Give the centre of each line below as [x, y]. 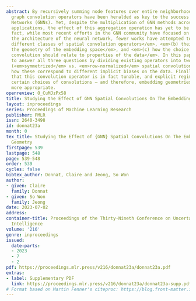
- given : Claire [26, 186]
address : [17, 213]
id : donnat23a [23, 126]
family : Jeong [28, 202]
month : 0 [17, 131]
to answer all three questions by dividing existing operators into [96, 60]
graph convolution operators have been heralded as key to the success [100, 17]
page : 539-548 [23, 159]
